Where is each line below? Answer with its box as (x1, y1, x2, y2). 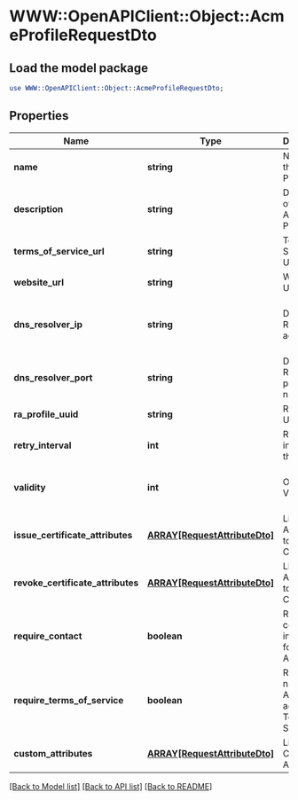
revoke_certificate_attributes (13, 576, 139, 589)
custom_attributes (13, 747, 93, 759)
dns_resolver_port (13, 371, 93, 383)
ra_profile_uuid (13, 408, 79, 420)
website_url (13, 276, 65, 288)
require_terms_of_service (13, 694, 124, 706)
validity (13, 481, 46, 493)
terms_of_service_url (13, 245, 105, 257)
